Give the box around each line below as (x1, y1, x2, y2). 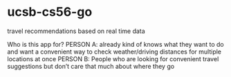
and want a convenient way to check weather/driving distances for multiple (7, 47, 222, 56)
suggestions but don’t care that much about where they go (7, 62, 175, 70)
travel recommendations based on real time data (7, 27, 145, 35)
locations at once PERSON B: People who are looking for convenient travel (7, 54, 219, 63)
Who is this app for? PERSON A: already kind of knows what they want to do (7, 40, 225, 48)
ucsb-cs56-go (7, 4, 93, 20)
